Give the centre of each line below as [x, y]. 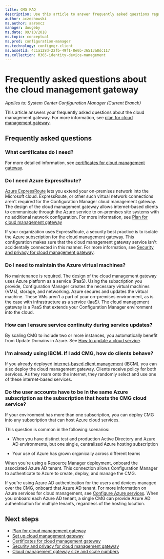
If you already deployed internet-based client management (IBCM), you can [81, 364]
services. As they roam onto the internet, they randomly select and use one [81, 374]
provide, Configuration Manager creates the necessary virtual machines [77, 286]
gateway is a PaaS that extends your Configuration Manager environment [79, 307]
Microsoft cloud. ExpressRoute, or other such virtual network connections [79, 196]
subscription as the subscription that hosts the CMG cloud [76, 398]
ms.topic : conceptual [27, 37]
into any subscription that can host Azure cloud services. [62, 420]
